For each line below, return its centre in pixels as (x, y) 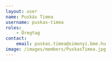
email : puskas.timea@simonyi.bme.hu (61, 44)
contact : (16, 38)
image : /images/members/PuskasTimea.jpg (56, 49)
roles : (14, 28)
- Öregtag (28, 33)
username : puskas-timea (35, 22)
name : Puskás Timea (29, 17)
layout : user (22, 11)
